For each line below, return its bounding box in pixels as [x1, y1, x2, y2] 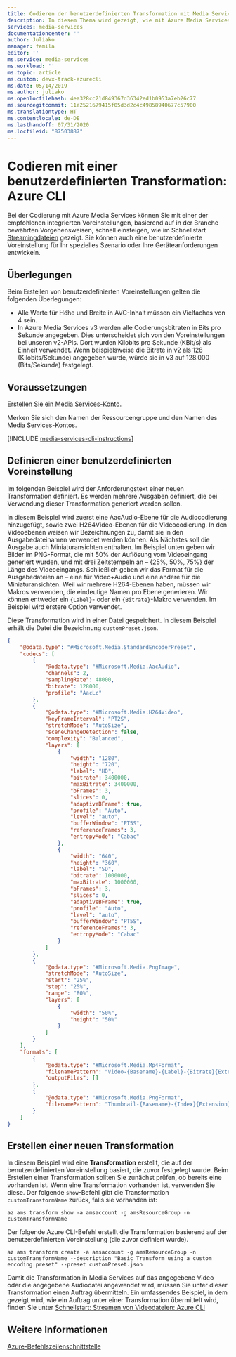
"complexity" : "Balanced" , [44, 735, 124, 742]
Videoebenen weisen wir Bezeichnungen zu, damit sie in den [7, 527, 184, 536]
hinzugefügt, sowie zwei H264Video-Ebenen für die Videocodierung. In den [7, 520, 228, 529]
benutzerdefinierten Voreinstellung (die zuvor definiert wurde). [7, 1235, 188, 1244]
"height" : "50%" [70, 1016, 118, 1023]
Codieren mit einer [7, 158, 118, 174]
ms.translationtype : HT [7, 108, 77, 115]
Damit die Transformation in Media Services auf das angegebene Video [7, 1273, 214, 1282]
